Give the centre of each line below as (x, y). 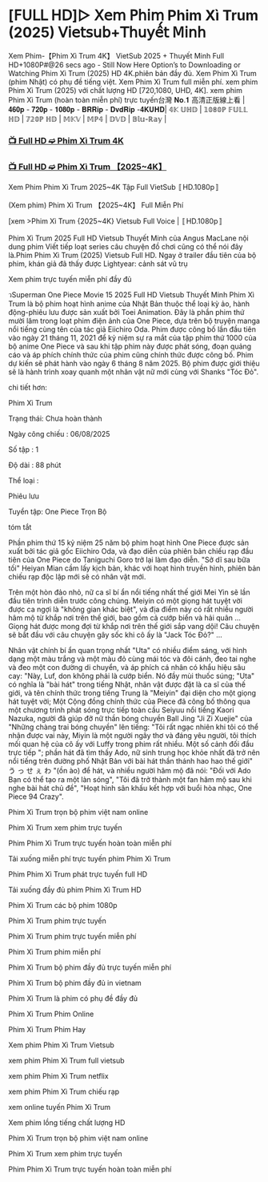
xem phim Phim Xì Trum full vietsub (67, 1061)
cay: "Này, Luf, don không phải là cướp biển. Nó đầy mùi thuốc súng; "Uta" (132, 676)
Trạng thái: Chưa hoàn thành (55, 418)
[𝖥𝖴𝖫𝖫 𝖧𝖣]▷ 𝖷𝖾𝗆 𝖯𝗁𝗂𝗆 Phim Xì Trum (133, 16)
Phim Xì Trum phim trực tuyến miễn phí (72, 937)
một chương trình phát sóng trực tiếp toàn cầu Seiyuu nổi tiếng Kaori (121, 710)
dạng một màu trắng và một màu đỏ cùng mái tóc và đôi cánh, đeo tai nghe (132, 659)
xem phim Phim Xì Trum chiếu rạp (64, 1091)
